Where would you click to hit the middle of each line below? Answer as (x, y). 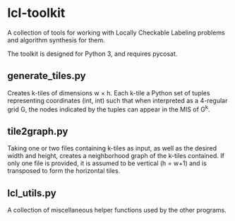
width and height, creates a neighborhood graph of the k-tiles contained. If (116, 156)
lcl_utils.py (32, 193)
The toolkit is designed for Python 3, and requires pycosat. (92, 54)
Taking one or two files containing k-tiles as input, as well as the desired (112, 148)
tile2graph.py (38, 131)
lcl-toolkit (36, 13)
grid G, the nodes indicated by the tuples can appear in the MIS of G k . (109, 109)
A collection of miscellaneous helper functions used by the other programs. (117, 210)
